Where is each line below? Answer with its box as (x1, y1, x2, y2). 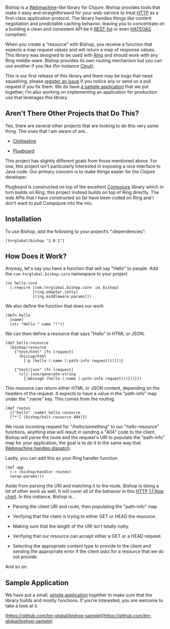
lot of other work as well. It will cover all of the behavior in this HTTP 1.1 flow (5, 488, 164, 495)
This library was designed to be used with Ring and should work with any (5, 52, 158, 58)
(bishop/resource (10, 345, 47, 350)
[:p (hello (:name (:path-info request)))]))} (23, 359, 124, 364)
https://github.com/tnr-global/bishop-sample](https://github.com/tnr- (7, 613, 152, 619)
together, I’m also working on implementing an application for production (5, 89, 157, 95)
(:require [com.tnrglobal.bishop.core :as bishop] (10, 285, 119, 290)
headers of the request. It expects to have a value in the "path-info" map (5, 391, 157, 397)
